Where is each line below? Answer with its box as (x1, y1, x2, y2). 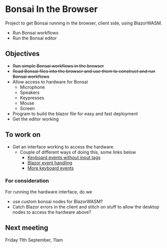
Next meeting (5, 223, 48, 232)
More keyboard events (27, 165, 74, 171)
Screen (19, 105, 35, 111)
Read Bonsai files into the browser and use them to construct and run (12, 68, 156, 74)
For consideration (5, 177, 49, 184)
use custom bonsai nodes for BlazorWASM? (12, 198, 103, 204)
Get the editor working (12, 116, 59, 122)
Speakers (19, 89, 40, 95)
